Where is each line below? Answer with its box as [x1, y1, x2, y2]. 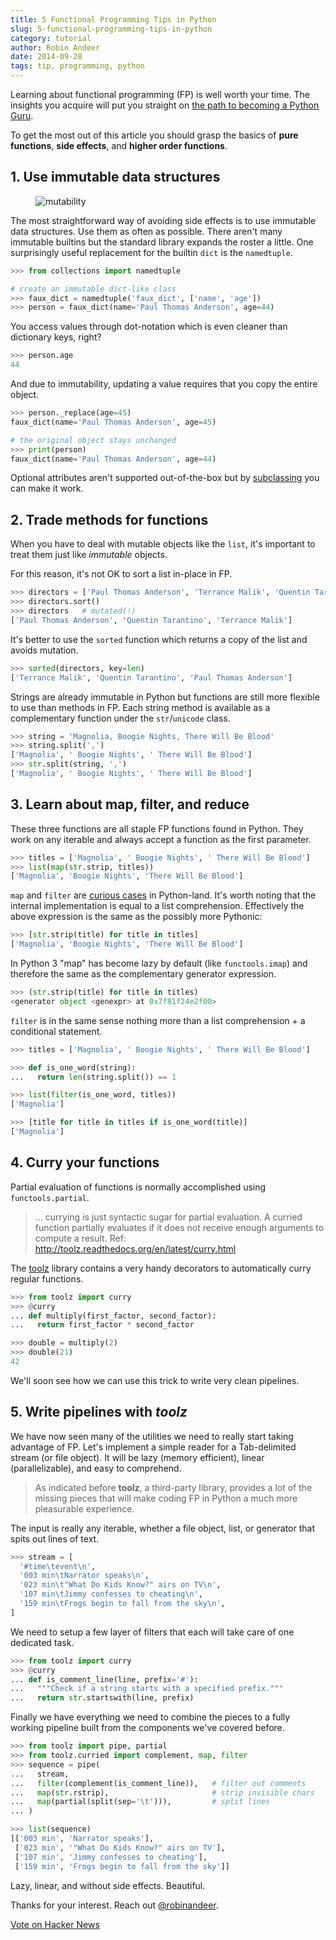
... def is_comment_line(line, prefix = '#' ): [10, 1674, 199, 1685]
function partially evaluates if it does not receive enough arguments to [34, 1221, 325, 1233]
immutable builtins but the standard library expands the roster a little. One [10, 236, 314, 248]
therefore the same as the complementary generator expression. [10, 968, 277, 980]
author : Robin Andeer [10, 42, 101, 53]
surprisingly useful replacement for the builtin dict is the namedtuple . [10, 246, 293, 258]
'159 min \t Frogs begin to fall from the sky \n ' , [19, 1599, 226, 1609]
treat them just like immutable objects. [10, 549, 168, 561]
